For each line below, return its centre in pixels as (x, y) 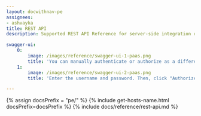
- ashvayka (20, 23)
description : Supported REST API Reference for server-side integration (99, 34)
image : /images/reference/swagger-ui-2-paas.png (89, 72)
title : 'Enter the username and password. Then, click (98, 78)
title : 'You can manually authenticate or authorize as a (101, 61)
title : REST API (26, 28)
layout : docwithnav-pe (34, 12)
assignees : (20, 17)
